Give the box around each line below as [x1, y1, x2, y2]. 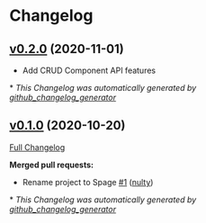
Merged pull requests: [9, 159, 94, 170]
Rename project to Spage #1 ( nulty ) [22, 176, 154, 187]
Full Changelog [9, 141, 66, 153]
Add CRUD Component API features [22, 65, 156, 76]
